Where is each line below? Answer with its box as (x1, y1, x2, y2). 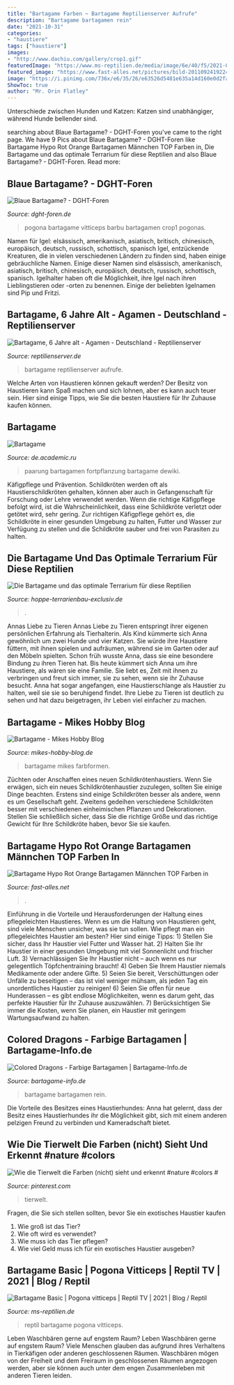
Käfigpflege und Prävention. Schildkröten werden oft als (7, 480, 169, 489)
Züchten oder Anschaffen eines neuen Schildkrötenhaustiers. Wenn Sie (7, 775, 212, 784)
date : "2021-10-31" (7, 23, 64, 30)
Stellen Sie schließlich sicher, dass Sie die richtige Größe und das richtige (7, 813, 218, 821)
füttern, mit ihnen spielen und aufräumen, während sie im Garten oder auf (7, 644, 219, 652)
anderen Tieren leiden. (7, 1371, 72, 1380)
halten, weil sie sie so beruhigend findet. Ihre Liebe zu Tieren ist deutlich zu (7, 689, 224, 697)
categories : (7, 29, 42, 37)
